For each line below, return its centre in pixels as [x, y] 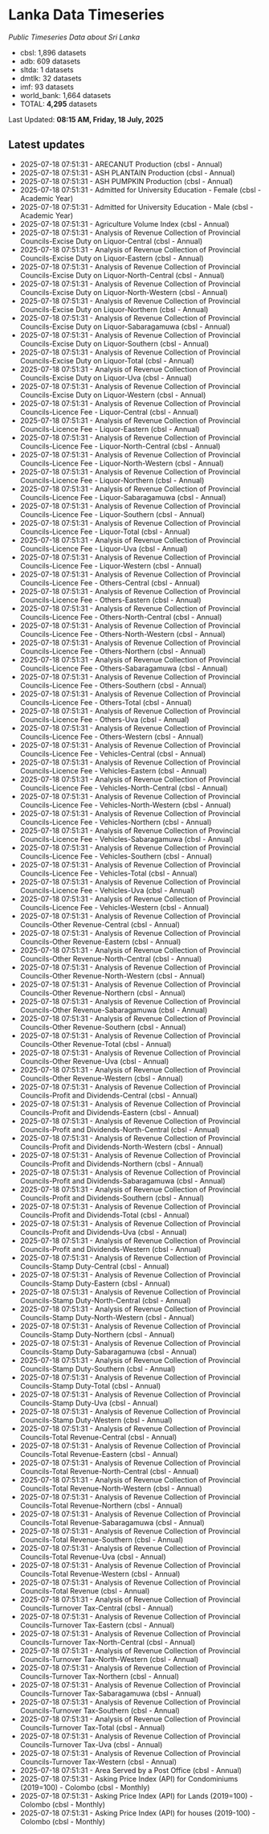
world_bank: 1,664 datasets [65, 95]
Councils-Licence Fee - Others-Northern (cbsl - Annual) [113, 651]
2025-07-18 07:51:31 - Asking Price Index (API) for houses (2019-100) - [138, 1813]
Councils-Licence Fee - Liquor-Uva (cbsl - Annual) [104, 548]
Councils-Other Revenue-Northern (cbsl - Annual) [103, 993]
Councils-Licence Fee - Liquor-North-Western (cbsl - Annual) [122, 463]
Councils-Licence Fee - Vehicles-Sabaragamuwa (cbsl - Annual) [127, 839]
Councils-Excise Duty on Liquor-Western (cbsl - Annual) [113, 395]
